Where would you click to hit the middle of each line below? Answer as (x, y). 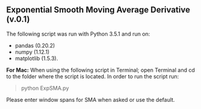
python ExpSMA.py (45, 88)
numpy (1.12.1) (32, 52)
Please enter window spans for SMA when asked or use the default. (91, 99)
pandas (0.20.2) (35, 45)
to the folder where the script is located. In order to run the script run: (93, 76)
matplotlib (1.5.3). (37, 58)
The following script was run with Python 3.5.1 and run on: (78, 34)
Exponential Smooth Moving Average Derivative (98, 10)
